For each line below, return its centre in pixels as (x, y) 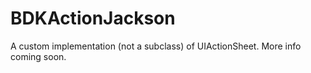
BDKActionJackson (93, 18)
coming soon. (38, 56)
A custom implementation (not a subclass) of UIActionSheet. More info (156, 46)
